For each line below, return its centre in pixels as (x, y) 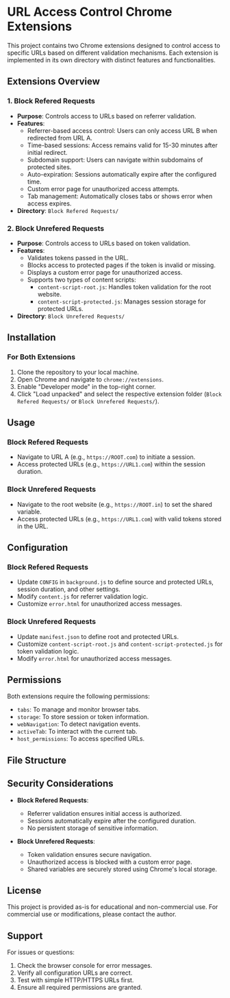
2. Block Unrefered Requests (56, 228)
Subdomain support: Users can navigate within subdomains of (115, 160)
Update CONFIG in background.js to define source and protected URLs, (115, 582)
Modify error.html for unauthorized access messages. (94, 658)
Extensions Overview (54, 82)
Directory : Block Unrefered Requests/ (71, 316)
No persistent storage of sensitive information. (93, 828)
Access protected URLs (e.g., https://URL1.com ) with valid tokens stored (119, 519)
